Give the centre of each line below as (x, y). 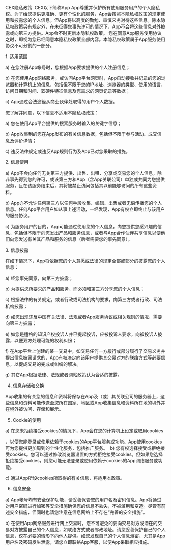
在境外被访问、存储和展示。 (34, 409)
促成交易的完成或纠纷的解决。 (50, 364)
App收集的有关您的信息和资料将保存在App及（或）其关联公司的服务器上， (83, 396)
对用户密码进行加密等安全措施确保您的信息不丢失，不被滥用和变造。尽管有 (83, 506)
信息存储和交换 (28, 386)
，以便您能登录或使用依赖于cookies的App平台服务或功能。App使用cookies (84, 442)
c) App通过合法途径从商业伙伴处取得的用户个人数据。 (61, 102)
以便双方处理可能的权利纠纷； (45, 340)
